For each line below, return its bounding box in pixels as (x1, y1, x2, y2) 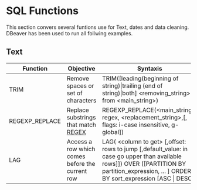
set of (66, 89, 83, 97)
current (66, 166, 87, 175)
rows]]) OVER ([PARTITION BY (102, 159, 186, 168)
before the (66, 159, 96, 168)
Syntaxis (137, 64, 162, 72)
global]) (102, 128, 124, 136)
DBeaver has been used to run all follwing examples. (6, 29, 133, 36)
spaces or (66, 81, 94, 89)
